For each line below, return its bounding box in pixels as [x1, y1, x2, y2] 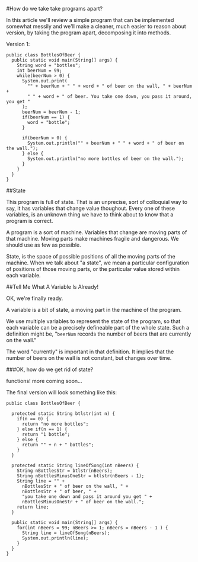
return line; [17, 504, 49, 510]
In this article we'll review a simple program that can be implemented [6, 17, 174, 23]
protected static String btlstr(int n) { [11, 411, 116, 417]
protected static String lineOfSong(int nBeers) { [11, 462, 139, 468]
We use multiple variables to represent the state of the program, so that [6, 318, 181, 325]
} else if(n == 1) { [17, 426, 68, 432]
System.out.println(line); [21, 535, 89, 541]
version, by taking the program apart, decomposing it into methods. [6, 29, 171, 36]
